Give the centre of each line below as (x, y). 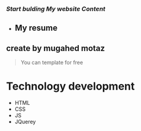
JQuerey (25, 122)
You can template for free (52, 63)
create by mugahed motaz (56, 48)
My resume (36, 28)
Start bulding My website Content (56, 9)
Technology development (70, 86)
